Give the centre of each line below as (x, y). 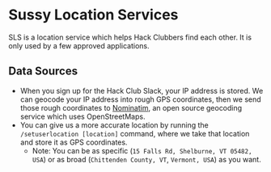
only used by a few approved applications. (79, 45)
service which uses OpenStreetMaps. (83, 116)
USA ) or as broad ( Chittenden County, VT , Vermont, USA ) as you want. (146, 159)
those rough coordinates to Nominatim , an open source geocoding (131, 107)
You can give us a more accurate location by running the (114, 125)
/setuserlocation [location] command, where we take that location (135, 133)
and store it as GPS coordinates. (74, 142)
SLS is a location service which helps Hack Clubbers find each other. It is (130, 37)
